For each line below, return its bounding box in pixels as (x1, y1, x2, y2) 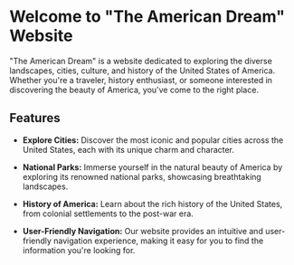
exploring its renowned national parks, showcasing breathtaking (22, 171, 262, 182)
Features (9, 110, 61, 126)
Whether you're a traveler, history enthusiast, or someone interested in (9, 74, 273, 85)
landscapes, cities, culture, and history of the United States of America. (9, 65, 276, 76)
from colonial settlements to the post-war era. (22, 208, 194, 219)
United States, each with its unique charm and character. (22, 144, 235, 155)
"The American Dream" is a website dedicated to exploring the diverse (9, 55, 273, 66)
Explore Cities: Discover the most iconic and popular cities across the (22, 134, 284, 146)
